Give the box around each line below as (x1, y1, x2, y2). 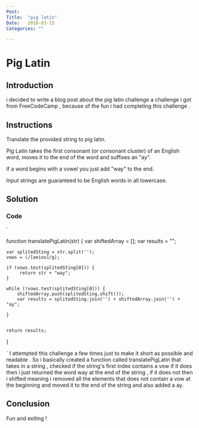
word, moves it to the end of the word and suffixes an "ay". (6, 154, 151, 161)
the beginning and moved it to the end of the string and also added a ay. (6, 381, 184, 388)
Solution (6, 194, 38, 204)
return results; (6, 327, 47, 333)
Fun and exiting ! (6, 414, 47, 422)
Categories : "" (6, 25, 44, 32)
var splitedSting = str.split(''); (6, 249, 95, 255)
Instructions (6, 120, 53, 130)
